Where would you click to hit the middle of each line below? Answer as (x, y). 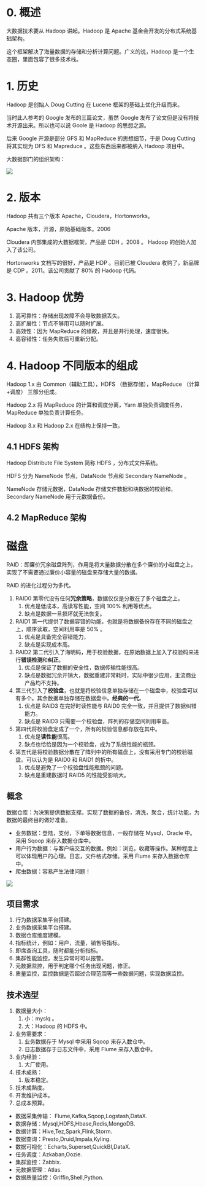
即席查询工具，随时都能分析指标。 (58, 950)
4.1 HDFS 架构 (33, 447)
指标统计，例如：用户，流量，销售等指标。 (69, 943)
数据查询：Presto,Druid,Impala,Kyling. (63, 1139)
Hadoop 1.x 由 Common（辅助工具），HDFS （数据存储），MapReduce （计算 (103, 384)
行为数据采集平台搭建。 (45, 920)
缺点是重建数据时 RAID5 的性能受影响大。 (77, 775)
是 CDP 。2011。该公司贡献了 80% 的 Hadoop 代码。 (73, 270)
